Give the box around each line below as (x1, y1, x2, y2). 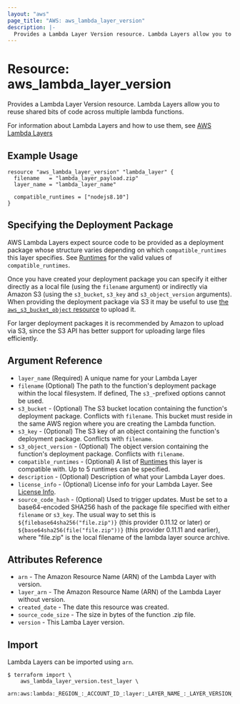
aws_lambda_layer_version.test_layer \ (20, 678, 139, 685)
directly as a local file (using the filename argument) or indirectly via (7, 282, 208, 291)
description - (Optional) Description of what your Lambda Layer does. (17, 472, 225, 481)
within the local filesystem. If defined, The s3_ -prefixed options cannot (17, 388, 226, 397)
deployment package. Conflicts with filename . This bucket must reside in (17, 411, 233, 420)
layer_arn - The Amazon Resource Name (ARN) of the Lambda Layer (17, 588, 221, 596)
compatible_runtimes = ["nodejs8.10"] (14, 193, 130, 201)
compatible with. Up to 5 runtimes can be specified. (17, 465, 170, 473)
